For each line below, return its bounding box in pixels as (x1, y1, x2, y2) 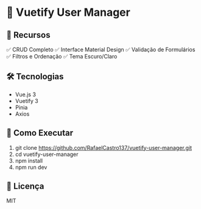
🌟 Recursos (6, 30, 51, 40)
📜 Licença (6, 181, 44, 191)
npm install (15, 157, 43, 164)
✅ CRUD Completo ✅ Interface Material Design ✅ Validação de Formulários (6, 46, 196, 53)
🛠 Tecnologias (6, 71, 64, 82)
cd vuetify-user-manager (15, 151, 79, 158)
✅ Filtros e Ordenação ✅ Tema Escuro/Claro (6, 53, 118, 60)
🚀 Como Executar (6, 128, 74, 138)
